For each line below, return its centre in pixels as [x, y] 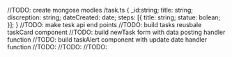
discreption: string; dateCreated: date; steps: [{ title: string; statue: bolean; [114, 17]
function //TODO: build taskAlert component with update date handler [107, 40]
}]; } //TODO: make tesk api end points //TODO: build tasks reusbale [105, 25]
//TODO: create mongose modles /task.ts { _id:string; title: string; [100, 10]
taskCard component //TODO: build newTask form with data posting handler [116, 32]
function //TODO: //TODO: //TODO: [57, 47]
